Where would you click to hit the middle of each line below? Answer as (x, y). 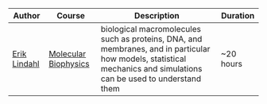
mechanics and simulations (151, 69)
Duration (238, 15)
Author (27, 15)
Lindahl (26, 64)
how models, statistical (143, 59)
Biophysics (69, 64)
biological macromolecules (151, 29)
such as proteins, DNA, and (151, 39)
